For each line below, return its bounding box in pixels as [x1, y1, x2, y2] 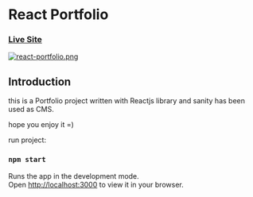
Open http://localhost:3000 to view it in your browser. [8, 180, 185, 189]
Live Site [8, 34, 42, 45]
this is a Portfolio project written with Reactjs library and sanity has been [8, 96, 245, 106]
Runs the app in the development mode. [8, 171, 139, 180]
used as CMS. [8, 105, 54, 114]
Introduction [8, 75, 72, 88]
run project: [8, 135, 46, 145]
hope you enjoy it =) [8, 120, 74, 129]
